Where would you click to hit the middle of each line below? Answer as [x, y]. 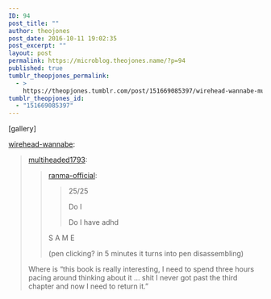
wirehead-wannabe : [42, 144]
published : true [35, 69]
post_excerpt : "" [38, 46]
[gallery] [22, 129]
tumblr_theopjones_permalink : [59, 76]
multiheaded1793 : [58, 160]
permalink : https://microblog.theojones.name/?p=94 [97, 61]
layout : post [30, 53]
